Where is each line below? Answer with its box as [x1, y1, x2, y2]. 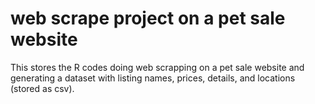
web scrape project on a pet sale [10, 7, 286, 30]
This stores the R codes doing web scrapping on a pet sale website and [10, 61, 305, 73]
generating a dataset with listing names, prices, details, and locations [10, 72, 296, 84]
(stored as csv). [10, 82, 75, 94]
